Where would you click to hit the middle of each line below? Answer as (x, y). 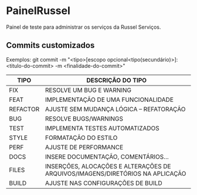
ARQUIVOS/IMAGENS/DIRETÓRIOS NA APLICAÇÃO (116, 173)
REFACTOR (24, 109)
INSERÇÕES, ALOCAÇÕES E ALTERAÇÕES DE (108, 166)
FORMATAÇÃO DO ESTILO (81, 138)
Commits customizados (50, 45)
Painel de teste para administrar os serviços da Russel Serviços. (84, 27)
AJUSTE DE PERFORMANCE (84, 147)
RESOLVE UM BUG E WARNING (88, 90)
